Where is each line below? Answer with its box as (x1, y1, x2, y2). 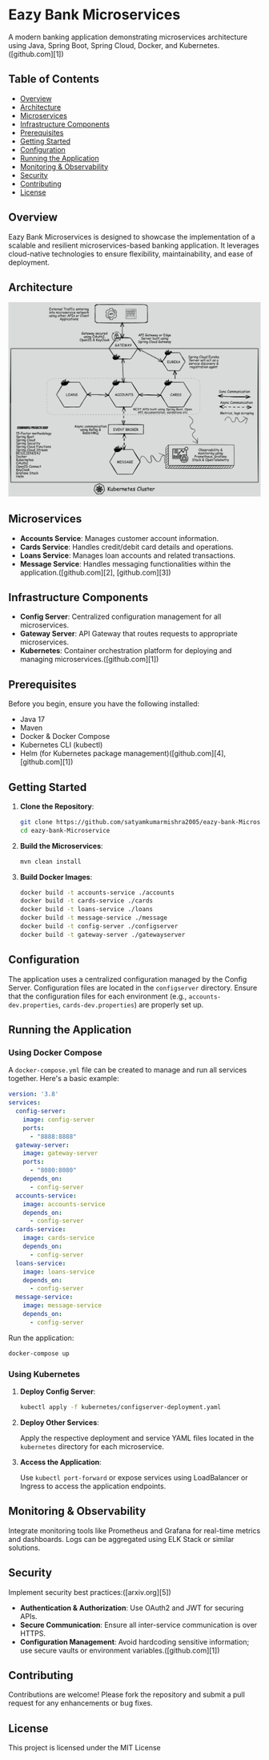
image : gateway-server (22, 1149, 98, 1157)
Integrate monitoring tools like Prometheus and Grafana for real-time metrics (8, 1525, 261, 1536)
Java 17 (19, 715, 46, 725)
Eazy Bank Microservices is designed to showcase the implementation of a (8, 232, 255, 241)
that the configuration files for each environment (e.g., (8, 991, 187, 1001)
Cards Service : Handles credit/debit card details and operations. (19, 542, 234, 551)
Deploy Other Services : (19, 1417, 100, 1427)
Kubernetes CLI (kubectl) (19, 740, 103, 750)
